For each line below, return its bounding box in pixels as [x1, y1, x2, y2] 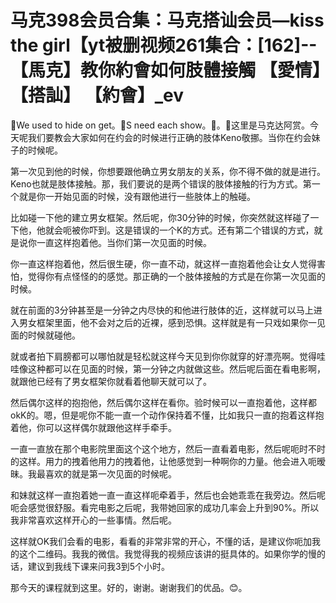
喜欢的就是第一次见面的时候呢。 [44, 467, 177, 480]
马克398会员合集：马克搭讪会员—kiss [10, 9, 325, 32]
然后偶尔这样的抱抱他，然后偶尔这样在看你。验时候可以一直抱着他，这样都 [10, 396, 317, 408]
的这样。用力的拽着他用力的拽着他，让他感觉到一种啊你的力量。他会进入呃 [10, 455, 317, 467]
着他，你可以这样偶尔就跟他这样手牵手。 [10, 421, 177, 433]
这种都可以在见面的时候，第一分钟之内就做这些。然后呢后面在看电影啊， [27, 362, 326, 375]
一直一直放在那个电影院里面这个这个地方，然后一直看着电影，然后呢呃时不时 [10, 442, 326, 455]
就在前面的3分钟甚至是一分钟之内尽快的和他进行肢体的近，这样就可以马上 [10, 304, 314, 316]
